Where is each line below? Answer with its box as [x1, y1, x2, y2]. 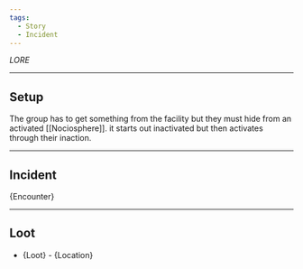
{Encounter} [9, 191, 55, 201]
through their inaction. [9, 133, 92, 144]
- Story [17, 22, 47, 31]
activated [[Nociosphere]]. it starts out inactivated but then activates [9, 123, 263, 134]
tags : [9, 13, 30, 23]
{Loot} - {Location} [22, 249, 94, 260]
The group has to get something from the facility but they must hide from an [9, 114, 292, 125]
